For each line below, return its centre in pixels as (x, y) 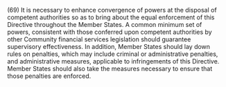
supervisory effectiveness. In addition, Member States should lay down (108, 47)
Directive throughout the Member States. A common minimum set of (105, 25)
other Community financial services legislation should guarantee (99, 39)
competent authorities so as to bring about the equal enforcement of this (111, 17)
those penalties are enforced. (49, 76)
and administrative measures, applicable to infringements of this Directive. (113, 61)
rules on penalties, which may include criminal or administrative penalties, (113, 54)
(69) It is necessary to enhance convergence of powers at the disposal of (112, 10)
